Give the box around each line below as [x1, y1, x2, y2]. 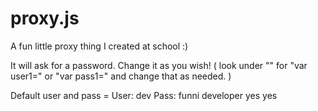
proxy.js [10, 7, 80, 30]
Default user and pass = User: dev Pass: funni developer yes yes [10, 89, 278, 101]
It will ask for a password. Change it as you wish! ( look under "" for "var [10, 59, 308, 71]
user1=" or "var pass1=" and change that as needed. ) [10, 70, 232, 82]
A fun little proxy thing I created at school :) [10, 40, 189, 52]
